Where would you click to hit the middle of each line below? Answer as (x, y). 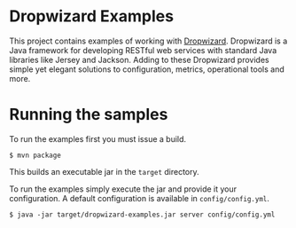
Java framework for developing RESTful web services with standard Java (143, 50)
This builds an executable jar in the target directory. (104, 171)
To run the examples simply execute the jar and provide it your (123, 189)
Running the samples (89, 115)
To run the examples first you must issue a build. (98, 138)
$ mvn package (35, 155)
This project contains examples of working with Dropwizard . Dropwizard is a (148, 41)
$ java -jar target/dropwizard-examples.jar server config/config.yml (142, 215)
